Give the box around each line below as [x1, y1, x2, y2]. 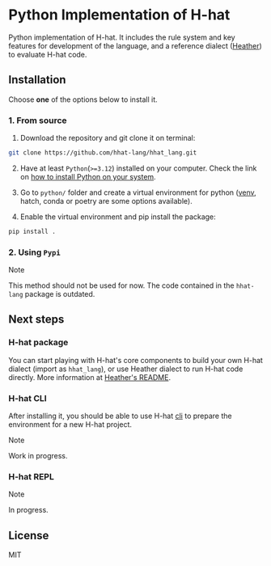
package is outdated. [24, 289, 95, 299]
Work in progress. [8, 451, 68, 461]
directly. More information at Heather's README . [8, 372, 171, 382]
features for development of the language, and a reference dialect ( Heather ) [8, 40, 263, 50]
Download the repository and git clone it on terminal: [19, 133, 196, 143]
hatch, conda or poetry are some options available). [19, 196, 193, 205]
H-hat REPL [8, 471, 54, 482]
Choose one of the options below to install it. [8, 95, 158, 104]
